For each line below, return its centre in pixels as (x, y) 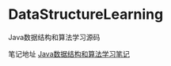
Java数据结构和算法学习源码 (54, 37)
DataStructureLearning (86, 15)
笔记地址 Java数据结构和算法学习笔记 (69, 53)
